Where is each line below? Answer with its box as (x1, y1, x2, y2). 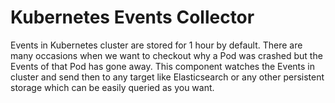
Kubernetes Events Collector (10, 6, 255, 29)
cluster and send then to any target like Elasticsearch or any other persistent (10, 71, 325, 83)
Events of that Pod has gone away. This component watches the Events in (10, 60, 315, 72)
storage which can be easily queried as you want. (10, 81, 215, 93)
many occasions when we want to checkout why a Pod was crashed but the (10, 49, 323, 61)
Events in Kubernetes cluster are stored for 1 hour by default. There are (10, 39, 303, 51)
